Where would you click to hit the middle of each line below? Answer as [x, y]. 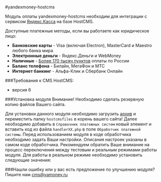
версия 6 [22, 90]
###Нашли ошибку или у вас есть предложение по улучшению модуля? [80, 169]
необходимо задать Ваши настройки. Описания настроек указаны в [76, 139]
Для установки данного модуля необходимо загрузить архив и [71, 114]
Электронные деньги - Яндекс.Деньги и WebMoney [66, 56]
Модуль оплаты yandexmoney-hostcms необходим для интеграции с [76, 16]
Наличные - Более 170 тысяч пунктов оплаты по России [71, 61]
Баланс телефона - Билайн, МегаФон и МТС [58, 66]
